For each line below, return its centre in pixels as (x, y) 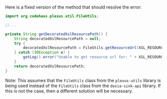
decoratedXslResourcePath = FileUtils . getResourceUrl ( (81, 48)
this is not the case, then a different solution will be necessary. (69, 91)
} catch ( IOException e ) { (42, 52)
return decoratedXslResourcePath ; (50, 66)
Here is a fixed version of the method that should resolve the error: (73, 7)
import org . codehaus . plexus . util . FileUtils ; (52, 16)
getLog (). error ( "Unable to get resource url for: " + (80, 57)
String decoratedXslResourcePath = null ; (57, 39)
